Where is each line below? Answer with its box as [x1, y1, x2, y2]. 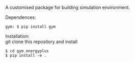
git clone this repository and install [5, 38, 78, 45]
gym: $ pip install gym [5, 24, 56, 29]
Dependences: [5, 14, 36, 20]
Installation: [5, 33, 30, 39]
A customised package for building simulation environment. [5, 5, 130, 10]
